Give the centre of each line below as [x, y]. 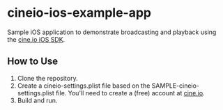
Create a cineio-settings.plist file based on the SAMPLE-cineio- [108, 86]
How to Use [33, 62]
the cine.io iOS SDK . [36, 39]
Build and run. [37, 100]
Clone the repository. [47, 78]
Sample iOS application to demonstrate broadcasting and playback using [112, 32]
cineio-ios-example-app [79, 13]
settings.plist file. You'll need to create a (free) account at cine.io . [111, 93]
